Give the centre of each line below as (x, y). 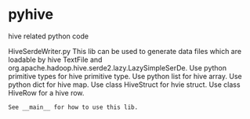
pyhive (31, 14)
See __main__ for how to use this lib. (73, 107)
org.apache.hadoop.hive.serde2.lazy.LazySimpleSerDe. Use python (118, 67)
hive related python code (48, 36)
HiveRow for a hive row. (46, 92)
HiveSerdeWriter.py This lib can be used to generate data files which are (125, 51)
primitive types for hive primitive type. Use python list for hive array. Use (125, 76)
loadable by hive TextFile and (55, 59)
